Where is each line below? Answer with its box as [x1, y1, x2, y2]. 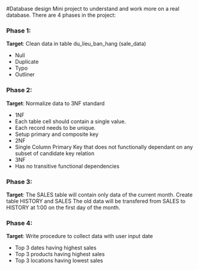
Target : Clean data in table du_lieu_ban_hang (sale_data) [6, 40, 146, 48]
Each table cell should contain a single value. [14, 117, 126, 125]
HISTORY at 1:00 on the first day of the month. [6, 204, 120, 211]
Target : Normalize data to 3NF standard [6, 99, 105, 107]
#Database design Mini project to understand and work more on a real [6, 5, 180, 12]
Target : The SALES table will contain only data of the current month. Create [6, 191, 193, 198]
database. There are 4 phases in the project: [6, 11, 116, 19]
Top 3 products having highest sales [14, 251, 105, 258]
